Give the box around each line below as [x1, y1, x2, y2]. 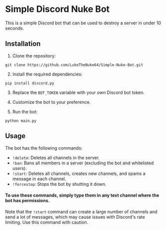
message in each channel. [12, 175, 66, 182]
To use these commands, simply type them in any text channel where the [5, 192, 160, 198]
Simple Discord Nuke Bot [5, 3, 110, 15]
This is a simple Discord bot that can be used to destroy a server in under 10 [5, 20, 162, 26]
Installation [5, 40, 41, 48]
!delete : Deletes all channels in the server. [12, 154, 100, 160]
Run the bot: [12, 108, 38, 115]
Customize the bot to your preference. [12, 99, 91, 105]
